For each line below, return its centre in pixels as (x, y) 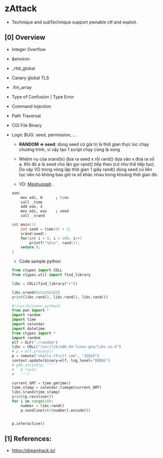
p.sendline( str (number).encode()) (56, 410)
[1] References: (28, 439)
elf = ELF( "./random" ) (35, 342)
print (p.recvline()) (32, 397)
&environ (21, 59)
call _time (32, 202)
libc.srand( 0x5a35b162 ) (36, 292)
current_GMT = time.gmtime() (41, 383)
